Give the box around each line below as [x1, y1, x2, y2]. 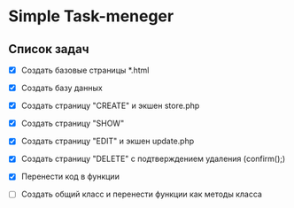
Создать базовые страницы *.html [20, 65, 150, 75]
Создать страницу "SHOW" [20, 118, 125, 129]
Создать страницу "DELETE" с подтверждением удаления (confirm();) [20, 153, 286, 165]
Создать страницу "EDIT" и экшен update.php [20, 135, 195, 147]
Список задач [8, 42, 89, 57]
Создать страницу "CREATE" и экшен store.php [20, 100, 200, 112]
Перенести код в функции [20, 171, 120, 182]
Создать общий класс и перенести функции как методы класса [20, 189, 263, 200]
